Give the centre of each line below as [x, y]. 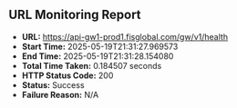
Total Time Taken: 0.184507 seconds [92, 65]
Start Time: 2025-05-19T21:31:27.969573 [100, 46]
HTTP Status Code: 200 [67, 75]
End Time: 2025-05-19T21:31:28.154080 [98, 56]
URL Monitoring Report [75, 15]
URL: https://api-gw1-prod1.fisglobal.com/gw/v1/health [125, 36]
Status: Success [53, 84]
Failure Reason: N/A [60, 94]
